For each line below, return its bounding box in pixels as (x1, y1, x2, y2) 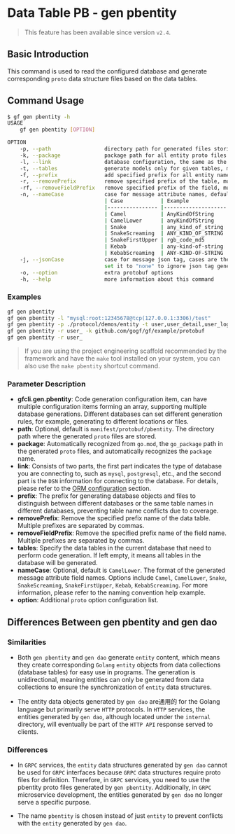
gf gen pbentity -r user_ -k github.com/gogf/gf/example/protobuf (7, 328, 205, 335)
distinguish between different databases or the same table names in (17, 499, 213, 508)
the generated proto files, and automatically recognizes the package (17, 447, 212, 456)
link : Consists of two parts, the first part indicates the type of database (17, 462, 222, 471)
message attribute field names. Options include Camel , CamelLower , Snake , (17, 574, 227, 582)
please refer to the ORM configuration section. (17, 485, 152, 493)
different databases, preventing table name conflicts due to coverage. (17, 506, 219, 515)
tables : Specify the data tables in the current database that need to (17, 544, 212, 552)
